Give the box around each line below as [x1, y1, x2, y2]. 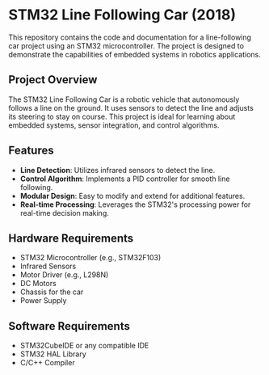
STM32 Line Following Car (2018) [8, 6, 237, 24]
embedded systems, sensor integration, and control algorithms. [8, 120, 220, 130]
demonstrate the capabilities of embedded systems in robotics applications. [8, 49, 261, 59]
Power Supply [19, 296, 67, 305]
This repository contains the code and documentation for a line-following [8, 32, 252, 42]
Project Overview [8, 73, 98, 86]
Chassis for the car [19, 287, 84, 297]
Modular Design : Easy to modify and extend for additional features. [19, 191, 246, 200]
